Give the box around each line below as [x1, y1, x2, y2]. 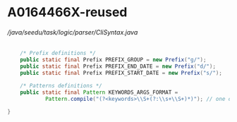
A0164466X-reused [7, 4, 128, 20]
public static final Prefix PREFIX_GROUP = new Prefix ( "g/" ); [20, 56, 207, 63]
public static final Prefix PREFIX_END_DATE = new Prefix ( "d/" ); [20, 63, 217, 71]
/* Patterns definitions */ [20, 82, 102, 89]
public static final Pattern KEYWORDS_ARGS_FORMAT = [20, 89, 178, 96]
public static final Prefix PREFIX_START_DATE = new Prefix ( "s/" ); [20, 70, 222, 77]
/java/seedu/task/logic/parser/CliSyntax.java [7, 28, 138, 36]
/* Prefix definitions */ [20, 50, 97, 57]
